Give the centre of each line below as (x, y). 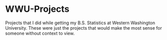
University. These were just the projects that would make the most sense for (84, 28)
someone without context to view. (40, 33)
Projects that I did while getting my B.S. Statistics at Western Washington (80, 23)
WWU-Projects (37, 9)
